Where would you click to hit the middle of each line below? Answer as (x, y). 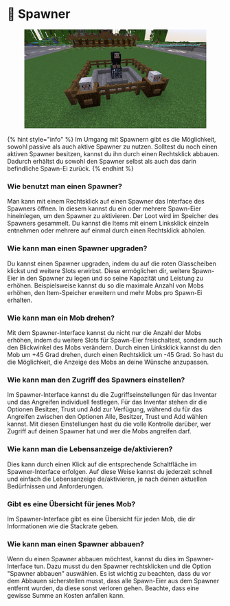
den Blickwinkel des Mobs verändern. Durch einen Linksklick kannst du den (114, 347)
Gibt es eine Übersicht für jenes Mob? (71, 504)
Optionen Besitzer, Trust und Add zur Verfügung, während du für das (105, 409)
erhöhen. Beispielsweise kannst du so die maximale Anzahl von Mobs (105, 285)
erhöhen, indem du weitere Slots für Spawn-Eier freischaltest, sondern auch (115, 340)
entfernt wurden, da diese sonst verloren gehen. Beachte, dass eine (103, 588)
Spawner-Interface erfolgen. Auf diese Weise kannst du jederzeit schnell (110, 471)
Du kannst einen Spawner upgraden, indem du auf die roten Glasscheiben (112, 263)
